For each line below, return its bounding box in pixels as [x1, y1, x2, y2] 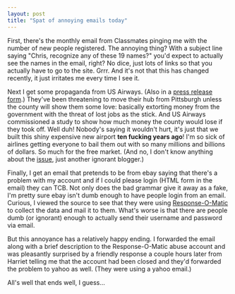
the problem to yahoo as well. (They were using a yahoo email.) [7, 264, 192, 273]
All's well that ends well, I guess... [7, 278, 106, 286]
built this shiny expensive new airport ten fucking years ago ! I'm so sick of [7, 132, 225, 141]
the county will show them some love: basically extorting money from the [7, 102, 220, 111]
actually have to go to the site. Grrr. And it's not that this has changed [7, 66, 210, 75]
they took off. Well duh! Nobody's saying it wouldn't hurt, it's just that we [7, 125, 219, 133]
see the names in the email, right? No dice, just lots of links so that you [7, 59, 213, 67]
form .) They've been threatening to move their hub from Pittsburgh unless [7, 94, 222, 103]
